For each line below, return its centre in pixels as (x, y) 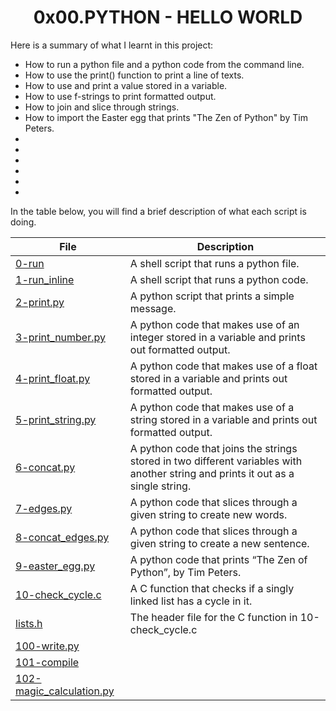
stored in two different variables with (216, 461)
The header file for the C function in (213, 617)
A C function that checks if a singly (212, 588)
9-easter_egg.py (55, 566)
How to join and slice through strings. (102, 107)
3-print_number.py (60, 337)
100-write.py (47, 646)
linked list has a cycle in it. (191, 601)
